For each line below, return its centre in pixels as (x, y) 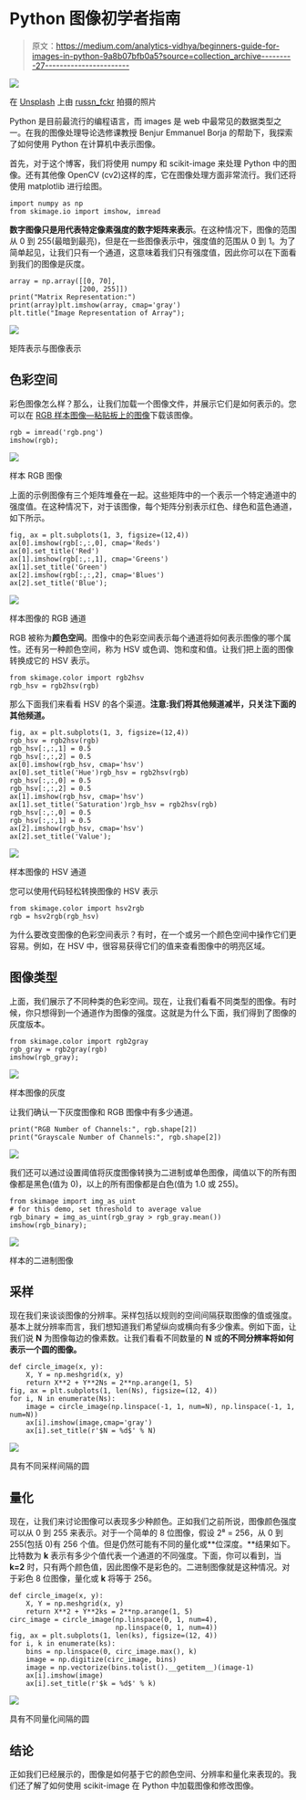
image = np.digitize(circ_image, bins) (102, 1660)
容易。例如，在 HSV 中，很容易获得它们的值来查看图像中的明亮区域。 (140, 945)
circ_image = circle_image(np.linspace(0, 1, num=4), (114, 1620)
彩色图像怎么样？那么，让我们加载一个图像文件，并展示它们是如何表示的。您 (153, 404)
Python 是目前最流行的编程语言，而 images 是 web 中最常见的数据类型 (142, 121)
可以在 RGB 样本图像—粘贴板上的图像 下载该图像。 (104, 415)
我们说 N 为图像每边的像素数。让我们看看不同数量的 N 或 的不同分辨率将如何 (152, 1338)
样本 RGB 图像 (36, 475)
